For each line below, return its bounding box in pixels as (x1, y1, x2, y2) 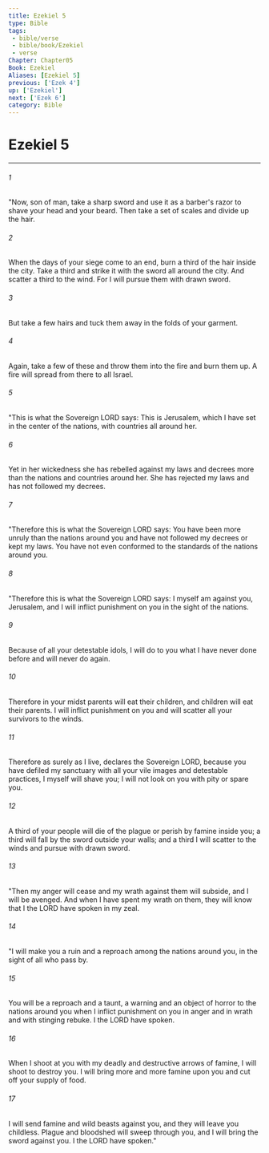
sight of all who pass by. (8, 955, 89, 965)
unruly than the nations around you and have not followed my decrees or (8, 533, 248, 543)
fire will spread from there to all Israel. (8, 370, 134, 379)
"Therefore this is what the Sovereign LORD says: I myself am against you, (8, 593, 254, 603)
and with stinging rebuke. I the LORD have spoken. (8, 1015, 175, 1025)
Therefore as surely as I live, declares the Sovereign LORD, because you (8, 757, 247, 767)
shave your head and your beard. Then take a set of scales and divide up (8, 206, 250, 216)
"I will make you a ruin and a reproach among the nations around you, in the (8, 946, 258, 956)
